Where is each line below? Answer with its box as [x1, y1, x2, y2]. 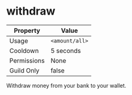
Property [13, 26, 41, 35]
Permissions [9, 56, 45, 65]
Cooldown [9, 46, 39, 55]
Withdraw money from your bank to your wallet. [6, 82, 127, 89]
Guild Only [9, 66, 40, 74]
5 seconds [50, 46, 81, 55]
